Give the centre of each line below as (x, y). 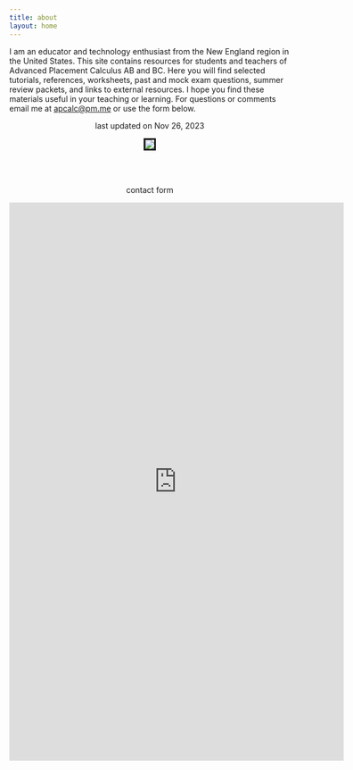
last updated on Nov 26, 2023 (150, 125)
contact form (150, 189)
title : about (33, 17)
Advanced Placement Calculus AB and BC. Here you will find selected (137, 70)
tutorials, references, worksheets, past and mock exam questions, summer (146, 80)
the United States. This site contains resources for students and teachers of (148, 61)
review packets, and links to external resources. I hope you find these (137, 89)
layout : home (33, 26)
